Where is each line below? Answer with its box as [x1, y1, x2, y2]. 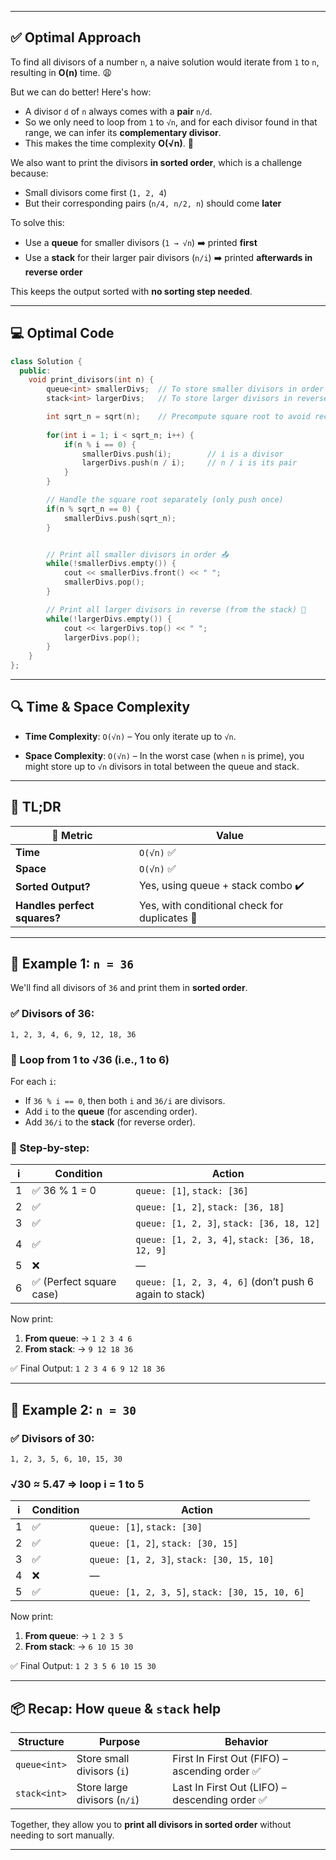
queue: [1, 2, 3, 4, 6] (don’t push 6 [135, 1275, 315, 1289]
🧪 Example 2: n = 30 [10, 1401, 137, 1418]
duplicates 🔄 [138, 911, 198, 925]
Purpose [98, 1735, 141, 1749]
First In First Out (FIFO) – [172, 1752, 288, 1766]
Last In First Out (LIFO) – [172, 1781, 287, 1795]
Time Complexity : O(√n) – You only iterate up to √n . [24, 730, 237, 742]
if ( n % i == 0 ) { [63, 439, 137, 450]
